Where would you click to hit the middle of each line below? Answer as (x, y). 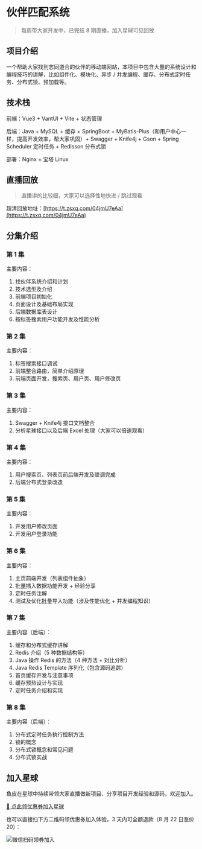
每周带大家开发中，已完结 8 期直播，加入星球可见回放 (88, 30)
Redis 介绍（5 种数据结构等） (52, 652)
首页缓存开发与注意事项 (44, 675)
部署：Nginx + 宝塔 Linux (38, 159)
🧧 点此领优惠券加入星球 (35, 806)
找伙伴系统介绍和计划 (41, 282)
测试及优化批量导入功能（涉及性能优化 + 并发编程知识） (84, 600)
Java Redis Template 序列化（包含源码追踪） (71, 667)
